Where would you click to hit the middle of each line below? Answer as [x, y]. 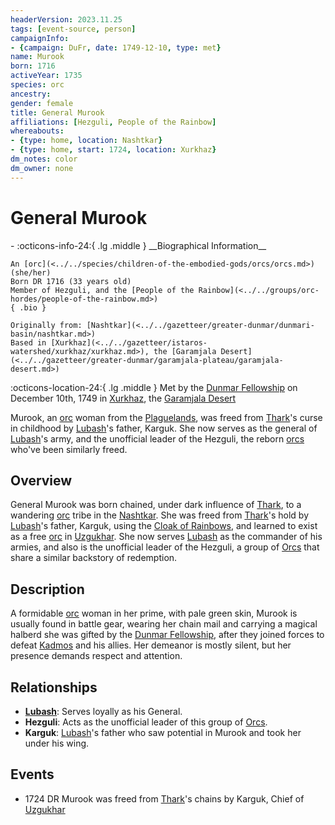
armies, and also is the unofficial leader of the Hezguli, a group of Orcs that [165, 547]
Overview [41, 480]
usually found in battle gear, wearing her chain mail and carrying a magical [164, 624]
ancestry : [31, 94]
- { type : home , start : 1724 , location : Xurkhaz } [113, 150]
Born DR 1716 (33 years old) [71, 281]
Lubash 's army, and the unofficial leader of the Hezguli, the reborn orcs [157, 438]
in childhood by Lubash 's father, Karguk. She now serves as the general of [164, 428]
